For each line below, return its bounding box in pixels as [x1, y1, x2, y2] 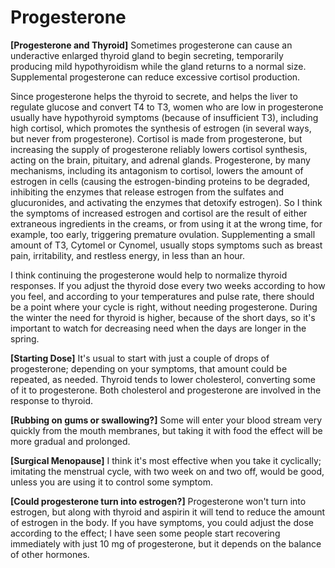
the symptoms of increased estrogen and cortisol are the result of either [10, 207, 308, 219]
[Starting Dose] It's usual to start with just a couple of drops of [10, 352, 270, 364]
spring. [10, 332, 40, 345]
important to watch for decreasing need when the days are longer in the [10, 322, 307, 334]
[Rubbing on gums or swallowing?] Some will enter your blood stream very [10, 414, 323, 426]
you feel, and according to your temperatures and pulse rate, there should [10, 290, 315, 302]
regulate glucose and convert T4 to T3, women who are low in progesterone [10, 101, 324, 113]
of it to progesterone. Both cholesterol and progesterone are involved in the [10, 384, 322, 396]
